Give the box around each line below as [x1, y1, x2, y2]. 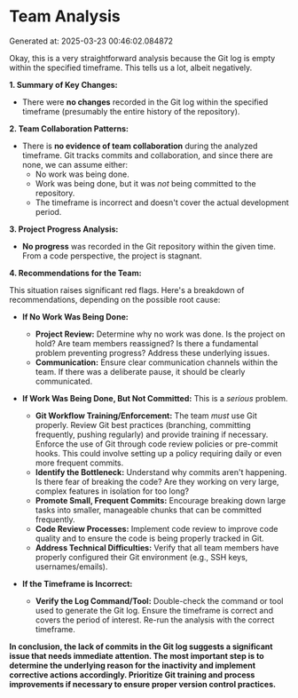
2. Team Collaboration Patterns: [9, 123, 129, 134]
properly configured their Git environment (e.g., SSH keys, [35, 551, 248, 562]
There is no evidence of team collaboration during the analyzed [21, 140, 258, 151]
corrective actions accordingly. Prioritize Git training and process [9, 669, 255, 680]
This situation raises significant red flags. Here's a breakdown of [9, 284, 245, 295]
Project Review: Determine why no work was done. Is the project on [35, 329, 286, 339]
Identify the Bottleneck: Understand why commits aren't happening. [35, 466, 287, 477]
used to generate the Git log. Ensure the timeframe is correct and [35, 605, 273, 615]
